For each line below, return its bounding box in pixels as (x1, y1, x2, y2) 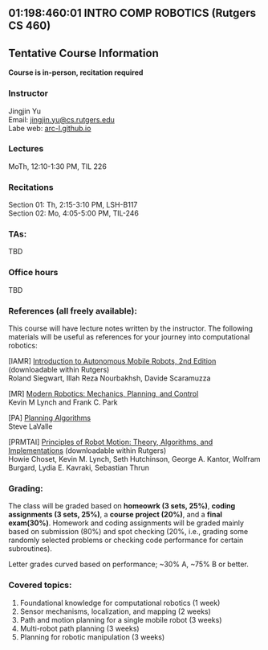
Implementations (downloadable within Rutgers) (8, 446, 167, 455)
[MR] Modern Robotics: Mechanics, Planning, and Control (8, 389, 199, 398)
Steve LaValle (8, 422, 53, 431)
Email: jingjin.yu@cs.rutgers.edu (8, 114, 115, 124)
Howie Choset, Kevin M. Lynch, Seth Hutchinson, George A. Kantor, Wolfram (8, 454, 261, 463)
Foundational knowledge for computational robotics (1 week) (19, 598, 221, 607)
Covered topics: (8, 579, 72, 590)
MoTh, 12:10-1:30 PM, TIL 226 (8, 161, 107, 171)
